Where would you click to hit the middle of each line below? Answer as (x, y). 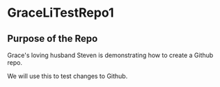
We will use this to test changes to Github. (68, 76)
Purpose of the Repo (53, 39)
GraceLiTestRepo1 (61, 13)
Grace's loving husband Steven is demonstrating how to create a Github (110, 55)
